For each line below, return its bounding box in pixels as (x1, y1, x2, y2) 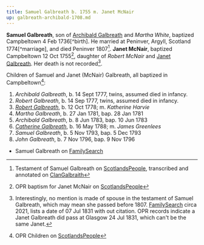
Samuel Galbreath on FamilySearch (15, 148, 103, 155)
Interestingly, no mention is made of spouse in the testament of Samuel (15, 195, 194, 202)
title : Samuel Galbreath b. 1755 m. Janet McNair (6, 8, 135, 15)
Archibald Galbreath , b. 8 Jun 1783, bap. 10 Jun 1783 (15, 116, 148, 124)
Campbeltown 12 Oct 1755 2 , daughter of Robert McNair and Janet (6, 51, 171, 59)
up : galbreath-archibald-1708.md (6, 15, 91, 21)
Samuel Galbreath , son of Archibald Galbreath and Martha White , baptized (6, 31, 194, 38)
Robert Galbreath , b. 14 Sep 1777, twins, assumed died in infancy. (15, 97, 179, 105)
